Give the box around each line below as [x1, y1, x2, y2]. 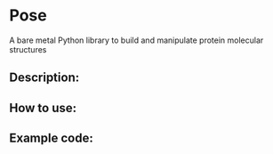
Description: [9, 70, 80, 85]
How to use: [9, 100, 77, 116]
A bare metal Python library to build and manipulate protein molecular [9, 35, 264, 45]
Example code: [9, 131, 93, 146]
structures [9, 44, 47, 54]
